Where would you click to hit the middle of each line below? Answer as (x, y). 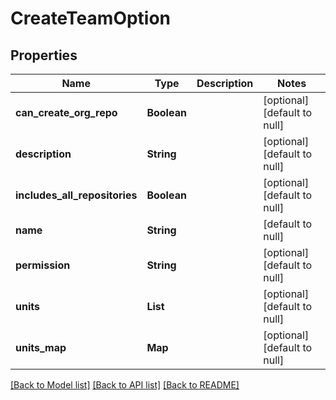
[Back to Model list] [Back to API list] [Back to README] (125, 385)
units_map (41, 347)
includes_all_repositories (76, 195)
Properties (44, 55)
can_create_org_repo (66, 112)
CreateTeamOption (91, 18)
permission (43, 265)
